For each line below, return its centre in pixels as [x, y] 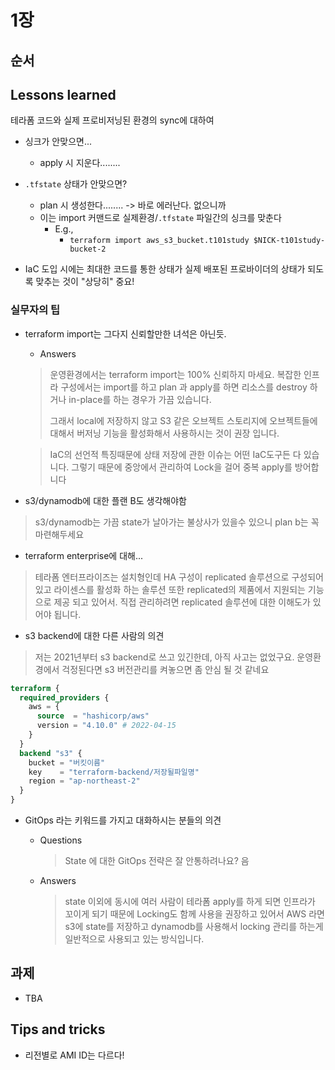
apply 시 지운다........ [80, 163]
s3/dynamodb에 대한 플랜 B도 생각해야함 [105, 500]
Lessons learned [63, 94]
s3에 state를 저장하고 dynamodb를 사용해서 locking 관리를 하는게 [194, 927]
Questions [61, 840]
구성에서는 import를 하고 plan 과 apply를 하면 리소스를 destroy [184, 387]
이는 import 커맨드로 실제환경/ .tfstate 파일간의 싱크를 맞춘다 [160, 218]
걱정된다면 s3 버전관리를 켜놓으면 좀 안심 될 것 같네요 [165, 669]
